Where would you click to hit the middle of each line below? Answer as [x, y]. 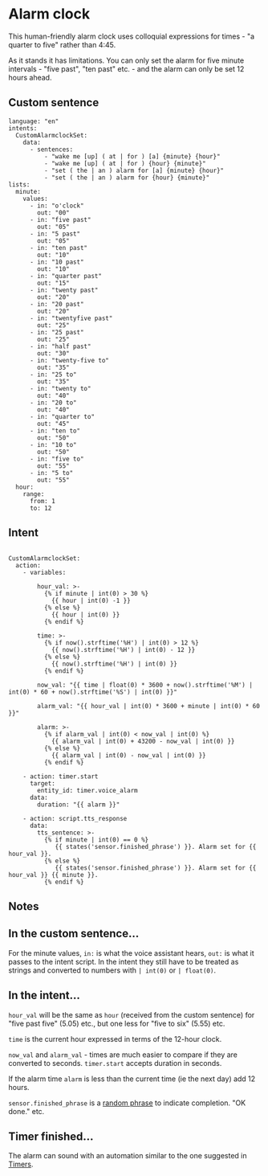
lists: [19, 184]
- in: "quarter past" [66, 276]
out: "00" [53, 213]
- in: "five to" [57, 459]
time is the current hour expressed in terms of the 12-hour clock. [115, 1039]
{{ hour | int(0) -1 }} [91, 600]
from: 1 [43, 501]
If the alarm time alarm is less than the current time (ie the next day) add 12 [132, 1079]
